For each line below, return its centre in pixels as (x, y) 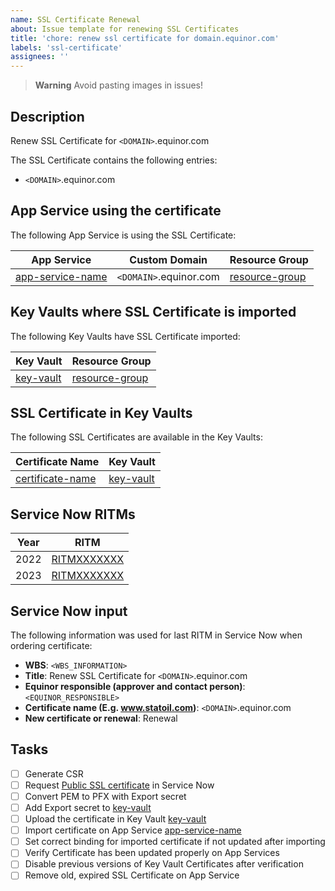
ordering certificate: (51, 645)
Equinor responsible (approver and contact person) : (135, 686)
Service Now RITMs (73, 514)
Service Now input (69, 611)
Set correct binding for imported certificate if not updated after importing (175, 842)
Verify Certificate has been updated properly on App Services (152, 853)
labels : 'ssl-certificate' (66, 47)
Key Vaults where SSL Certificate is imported (153, 312)
